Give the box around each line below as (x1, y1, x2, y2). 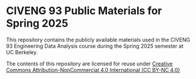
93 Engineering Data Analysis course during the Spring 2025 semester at (6, 42, 184, 50)
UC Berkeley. (6, 48, 38, 55)
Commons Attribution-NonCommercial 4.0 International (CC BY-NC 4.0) (6, 66, 181, 73)
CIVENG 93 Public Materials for (6, 4, 162, 18)
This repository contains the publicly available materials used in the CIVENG (6, 36, 190, 43)
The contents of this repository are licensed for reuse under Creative (6, 60, 173, 67)
